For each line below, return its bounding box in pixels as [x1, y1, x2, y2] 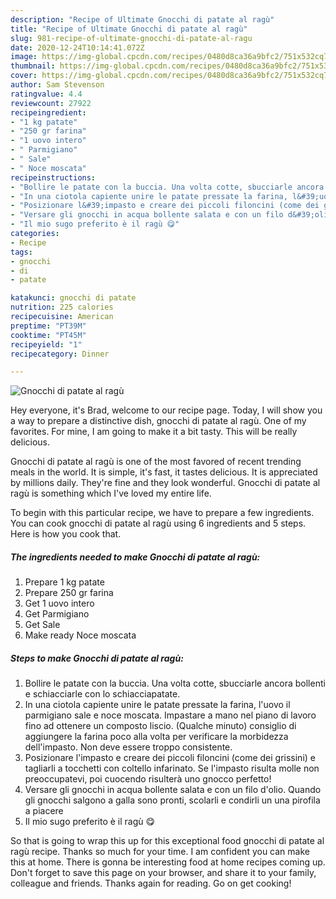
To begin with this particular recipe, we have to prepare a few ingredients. [10, 507, 315, 519]
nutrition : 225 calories [10, 302, 114, 313]
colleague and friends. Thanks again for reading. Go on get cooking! [10, 877, 292, 890]
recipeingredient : [10, 107, 87, 118]
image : [10, 52, 38, 62]
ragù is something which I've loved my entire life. [10, 487, 212, 500]
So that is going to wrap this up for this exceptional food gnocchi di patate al [10, 835, 325, 847]
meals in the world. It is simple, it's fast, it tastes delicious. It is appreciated [10, 466, 318, 478]
